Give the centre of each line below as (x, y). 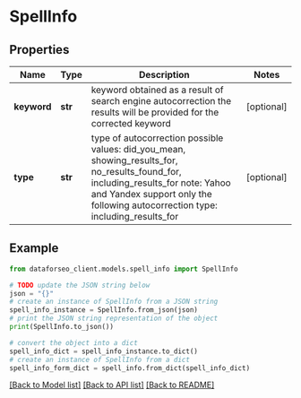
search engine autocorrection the (161, 101)
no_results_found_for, (136, 172)
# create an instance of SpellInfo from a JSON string (114, 302)
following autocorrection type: (154, 205)
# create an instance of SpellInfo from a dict (100, 359)
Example (34, 248)
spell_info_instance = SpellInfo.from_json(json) (104, 310)
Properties (39, 50)
